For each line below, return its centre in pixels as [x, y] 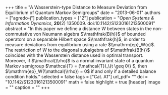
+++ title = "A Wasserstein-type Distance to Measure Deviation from [76, 7]
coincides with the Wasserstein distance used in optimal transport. [74, 55]
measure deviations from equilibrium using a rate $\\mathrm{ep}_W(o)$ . [80, 44]
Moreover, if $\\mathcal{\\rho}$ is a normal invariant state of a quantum [79, 61]
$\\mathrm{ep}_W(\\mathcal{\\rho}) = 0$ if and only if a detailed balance [81, 71]
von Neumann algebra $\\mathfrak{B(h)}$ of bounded [90, 34]
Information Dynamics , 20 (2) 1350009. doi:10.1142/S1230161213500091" [80, 23]
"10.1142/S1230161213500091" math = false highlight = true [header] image [83, 82]
